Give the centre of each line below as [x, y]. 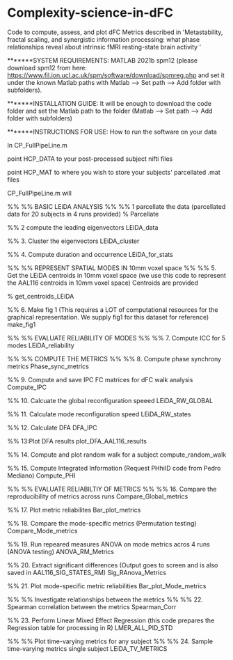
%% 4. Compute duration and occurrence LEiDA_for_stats [90, 254]
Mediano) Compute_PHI [41, 476]
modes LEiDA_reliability [41, 345]
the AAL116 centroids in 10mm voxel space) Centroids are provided [103, 283]
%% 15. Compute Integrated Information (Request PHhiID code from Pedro [114, 468]
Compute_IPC [27, 387]
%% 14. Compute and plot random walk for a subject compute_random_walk [117, 455]
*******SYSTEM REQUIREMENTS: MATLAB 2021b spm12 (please [103, 60]
